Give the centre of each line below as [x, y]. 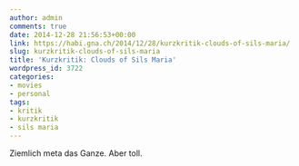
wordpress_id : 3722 [46, 69]
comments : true [38, 26]
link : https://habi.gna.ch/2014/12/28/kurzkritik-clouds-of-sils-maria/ [150, 43]
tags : [20, 102]
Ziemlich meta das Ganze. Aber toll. [76, 153]
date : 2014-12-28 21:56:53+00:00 [73, 34]
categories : [32, 77]
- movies [26, 85]
